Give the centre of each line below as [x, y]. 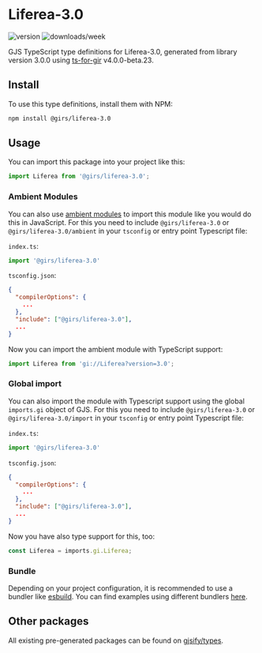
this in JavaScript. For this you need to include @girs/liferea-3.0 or [119, 222]
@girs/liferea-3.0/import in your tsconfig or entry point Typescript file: [126, 418]
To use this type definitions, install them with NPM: [91, 103]
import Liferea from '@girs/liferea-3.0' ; [79, 176]
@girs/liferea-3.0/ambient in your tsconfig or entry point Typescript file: [128, 231]
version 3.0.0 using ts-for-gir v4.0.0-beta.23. [81, 60]
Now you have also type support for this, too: [82, 536]
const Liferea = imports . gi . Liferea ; [70, 550]
